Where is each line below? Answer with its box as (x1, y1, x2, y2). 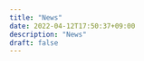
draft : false (9, 38, 59, 48)
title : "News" (9, 13, 63, 22)
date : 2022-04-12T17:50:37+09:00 (9, 22, 136, 30)
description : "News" (9, 30, 88, 39)
